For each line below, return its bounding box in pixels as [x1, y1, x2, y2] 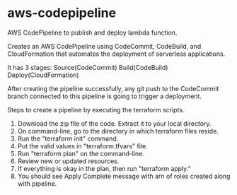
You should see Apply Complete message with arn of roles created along [17, 172, 231, 180]
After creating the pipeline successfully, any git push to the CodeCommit [7, 84, 219, 93]
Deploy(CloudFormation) [7, 71, 79, 79]
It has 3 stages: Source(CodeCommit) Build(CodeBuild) [7, 63, 168, 71]
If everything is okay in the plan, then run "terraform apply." [17, 164, 191, 172]
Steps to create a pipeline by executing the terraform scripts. [7, 105, 185, 114]
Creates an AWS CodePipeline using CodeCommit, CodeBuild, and [7, 42, 202, 50]
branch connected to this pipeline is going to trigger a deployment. [7, 92, 202, 100]
